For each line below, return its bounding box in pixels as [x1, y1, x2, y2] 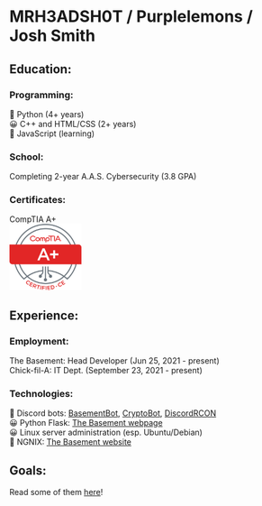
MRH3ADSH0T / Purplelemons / [9, 6, 254, 27]
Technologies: [9, 388, 74, 400]
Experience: [9, 308, 79, 323]
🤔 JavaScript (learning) [9, 128, 95, 139]
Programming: [9, 88, 74, 101]
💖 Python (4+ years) [9, 108, 85, 119]
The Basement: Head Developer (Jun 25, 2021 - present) [9, 355, 221, 366]
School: [9, 151, 44, 163]
